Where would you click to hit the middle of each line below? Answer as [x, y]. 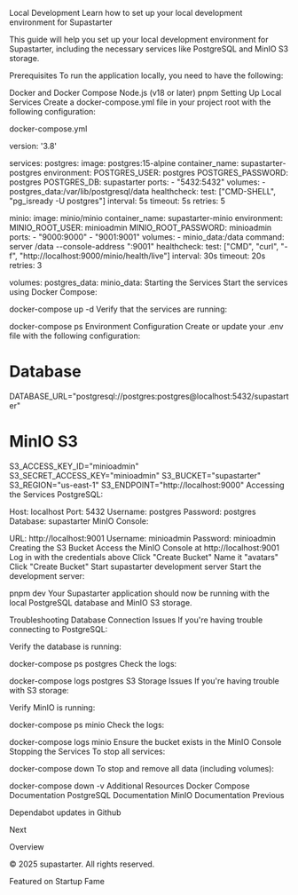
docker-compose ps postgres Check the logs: [93, 663]
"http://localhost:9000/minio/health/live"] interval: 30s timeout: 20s [142, 256]
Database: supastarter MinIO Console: [79, 521]
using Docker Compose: [53, 292]
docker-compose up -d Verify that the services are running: [118, 309]
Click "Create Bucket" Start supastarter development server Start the [135, 566]
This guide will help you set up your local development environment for [139, 40]
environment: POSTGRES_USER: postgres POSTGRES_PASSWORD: [165, 173]
